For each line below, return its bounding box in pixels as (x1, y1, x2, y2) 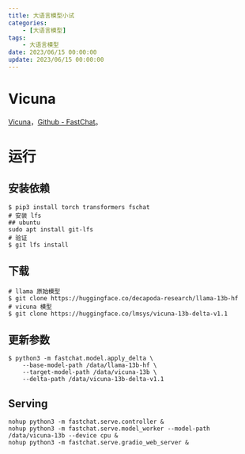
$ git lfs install (8, 241, 69, 249)
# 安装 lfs (8, 212, 42, 219)
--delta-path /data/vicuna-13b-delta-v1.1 (22, 376, 164, 383)
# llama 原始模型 (8, 287, 61, 296)
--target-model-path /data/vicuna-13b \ (22, 368, 157, 376)
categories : (8, 19, 47, 27)
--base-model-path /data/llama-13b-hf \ (22, 361, 157, 369)
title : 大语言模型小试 (8, 11, 75, 20)
